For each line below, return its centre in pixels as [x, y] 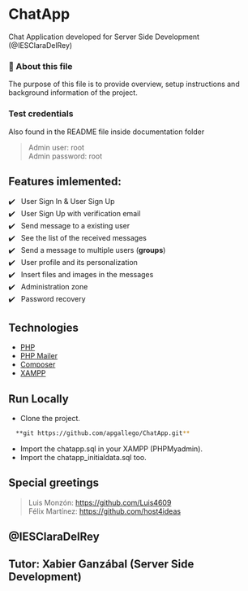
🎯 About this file [41, 66]
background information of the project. [73, 93]
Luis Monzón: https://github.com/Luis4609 [100, 502]
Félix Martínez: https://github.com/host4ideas [104, 511]
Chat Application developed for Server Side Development [104, 37]
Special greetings [54, 483]
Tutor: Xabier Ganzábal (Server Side [101, 565]
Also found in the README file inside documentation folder [107, 132]
